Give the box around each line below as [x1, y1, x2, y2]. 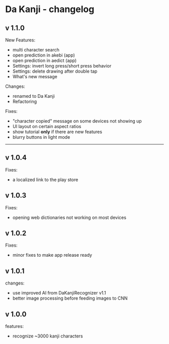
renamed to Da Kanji [12, 93, 55, 99]
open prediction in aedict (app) [12, 58, 77, 64]
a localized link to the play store [12, 177, 78, 183]
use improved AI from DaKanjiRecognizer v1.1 [12, 290, 107, 296]
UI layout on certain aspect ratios [12, 124, 81, 129]
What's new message [12, 74, 58, 79]
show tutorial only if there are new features [12, 129, 102, 135]
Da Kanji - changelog [5, 4, 95, 15]
